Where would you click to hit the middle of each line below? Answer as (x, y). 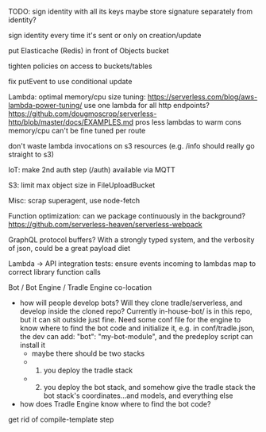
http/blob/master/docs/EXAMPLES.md (71, 122)
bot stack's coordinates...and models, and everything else (138, 395)
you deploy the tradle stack (88, 370)
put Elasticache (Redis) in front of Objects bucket (89, 50)
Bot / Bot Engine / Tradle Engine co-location (80, 287)
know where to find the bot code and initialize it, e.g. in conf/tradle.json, (137, 328)
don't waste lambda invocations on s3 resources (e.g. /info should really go (132, 146)
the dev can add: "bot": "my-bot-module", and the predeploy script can (136, 336)
